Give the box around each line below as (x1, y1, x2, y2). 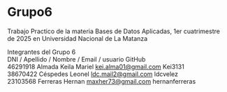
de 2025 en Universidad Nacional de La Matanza (7, 34, 148, 42)
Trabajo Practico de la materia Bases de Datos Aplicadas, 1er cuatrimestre (7, 27, 220, 35)
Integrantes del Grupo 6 (7, 48, 76, 56)
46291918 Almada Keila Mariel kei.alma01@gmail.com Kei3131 (7, 62, 185, 71)
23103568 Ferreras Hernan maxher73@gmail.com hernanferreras (7, 77, 196, 85)
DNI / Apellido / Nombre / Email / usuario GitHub (7, 55, 146, 63)
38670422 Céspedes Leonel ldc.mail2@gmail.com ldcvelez (7, 70, 179, 78)
